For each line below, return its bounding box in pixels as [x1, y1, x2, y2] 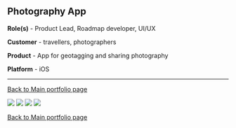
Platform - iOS [7, 64, 50, 73]
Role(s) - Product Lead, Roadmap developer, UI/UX [7, 24, 156, 32]
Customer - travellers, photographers [7, 38, 117, 46]
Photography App [7, 6, 86, 17]
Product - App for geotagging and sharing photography [7, 51, 169, 59]
